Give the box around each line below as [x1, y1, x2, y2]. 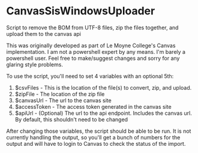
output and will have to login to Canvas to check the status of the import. [6, 140, 186, 147]
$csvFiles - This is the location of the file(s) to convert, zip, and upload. [14, 84, 192, 91]
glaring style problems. [6, 61, 63, 68]
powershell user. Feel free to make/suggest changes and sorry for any [6, 54, 180, 62]
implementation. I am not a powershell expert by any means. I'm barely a [6, 48, 186, 55]
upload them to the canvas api [6, 30, 81, 37]
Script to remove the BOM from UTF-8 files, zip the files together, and [6, 24, 179, 31]
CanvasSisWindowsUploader [6, 4, 155, 18]
